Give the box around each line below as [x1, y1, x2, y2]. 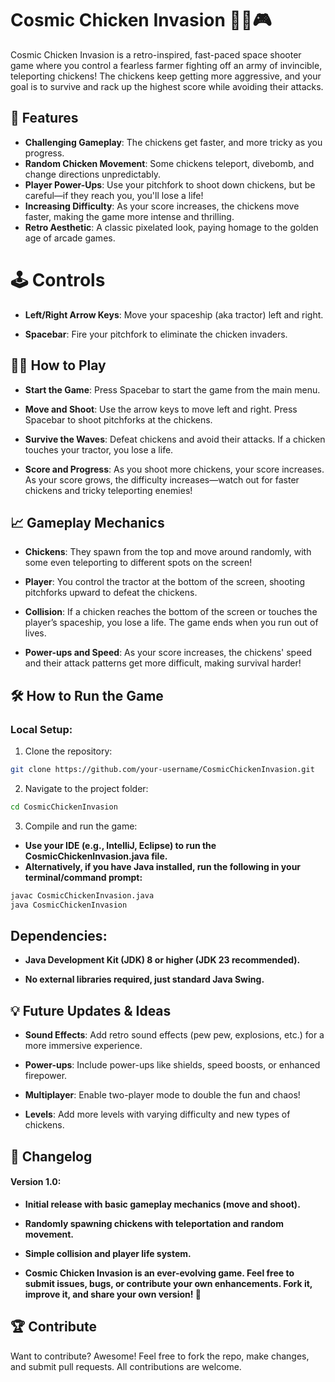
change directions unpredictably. [24, 168, 162, 180]
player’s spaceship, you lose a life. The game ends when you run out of [24, 617, 319, 629]
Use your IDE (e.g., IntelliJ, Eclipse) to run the [24, 839, 217, 851]
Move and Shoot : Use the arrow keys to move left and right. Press [24, 403, 298, 415]
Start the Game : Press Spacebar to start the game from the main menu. [24, 383, 321, 396]
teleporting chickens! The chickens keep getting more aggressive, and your [10, 70, 322, 82]
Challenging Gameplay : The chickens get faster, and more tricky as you [24, 136, 323, 148]
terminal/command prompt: [24, 871, 143, 883]
